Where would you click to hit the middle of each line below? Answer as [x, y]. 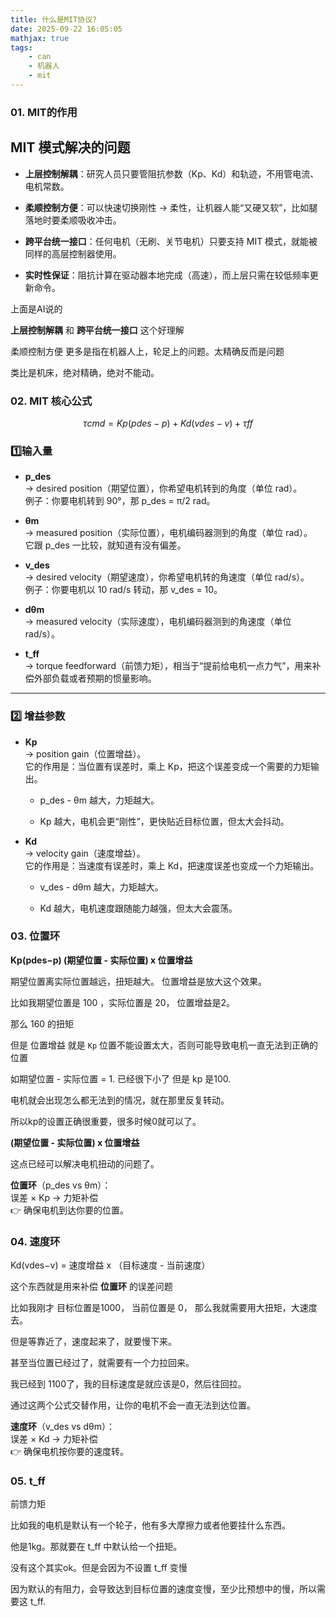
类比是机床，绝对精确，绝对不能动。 [85, 372]
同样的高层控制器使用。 [73, 253]
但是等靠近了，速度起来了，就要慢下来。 [93, 1342]
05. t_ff [28, 1481]
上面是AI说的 [36, 308]
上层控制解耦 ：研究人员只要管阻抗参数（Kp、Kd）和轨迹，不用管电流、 [172, 173]
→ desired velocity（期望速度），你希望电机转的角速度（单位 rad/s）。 [167, 577]
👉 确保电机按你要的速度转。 [70, 1452]
